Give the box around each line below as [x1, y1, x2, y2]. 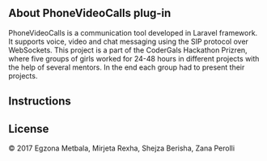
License [8, 121, 49, 136]
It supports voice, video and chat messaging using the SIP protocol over [8, 36, 249, 46]
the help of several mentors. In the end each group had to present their [8, 62, 245, 72]
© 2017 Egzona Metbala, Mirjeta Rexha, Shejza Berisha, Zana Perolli [8, 143, 235, 153]
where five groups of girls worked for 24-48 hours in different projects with [8, 53, 260, 63]
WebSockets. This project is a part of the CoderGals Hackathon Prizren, [8, 44, 248, 55]
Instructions [8, 95, 71, 108]
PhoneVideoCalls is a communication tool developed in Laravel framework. [8, 28, 258, 37]
